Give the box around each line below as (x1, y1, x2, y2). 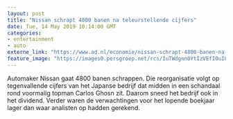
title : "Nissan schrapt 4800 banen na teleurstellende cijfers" (7, 17, 197, 24)
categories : (7, 29, 42, 37)
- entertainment (7, 36, 54, 43)
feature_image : (7, 55, 51, 62)
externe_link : (7, 49, 49, 56)
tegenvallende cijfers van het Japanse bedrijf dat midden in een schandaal (7, 81, 221, 90)
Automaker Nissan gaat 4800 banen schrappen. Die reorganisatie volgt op (7, 74, 220, 82)
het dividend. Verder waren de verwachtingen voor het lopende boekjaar (7, 96, 215, 104)
